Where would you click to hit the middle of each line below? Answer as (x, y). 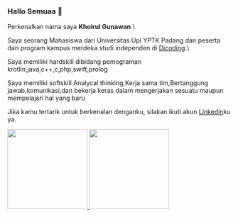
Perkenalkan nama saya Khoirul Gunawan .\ (71, 27)
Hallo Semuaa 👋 (35, 11)
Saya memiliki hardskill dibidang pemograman (75, 62)
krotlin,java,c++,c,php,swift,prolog (58, 69)
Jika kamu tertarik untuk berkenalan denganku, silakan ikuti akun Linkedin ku (119, 112)
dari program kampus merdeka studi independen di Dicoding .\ (98, 48)
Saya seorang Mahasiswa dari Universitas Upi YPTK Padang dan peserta (114, 40)
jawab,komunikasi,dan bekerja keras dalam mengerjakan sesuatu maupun (115, 91)
